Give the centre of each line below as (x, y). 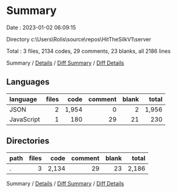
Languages (28, 82)
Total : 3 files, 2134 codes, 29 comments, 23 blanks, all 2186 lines (88, 51)
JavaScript (25, 119)
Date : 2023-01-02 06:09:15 (41, 27)
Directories (28, 141)
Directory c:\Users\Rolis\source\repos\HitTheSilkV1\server (79, 39)
